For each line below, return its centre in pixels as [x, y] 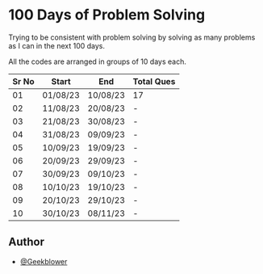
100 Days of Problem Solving [107, 15]
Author [26, 242]
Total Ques [154, 81]
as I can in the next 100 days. [57, 45]
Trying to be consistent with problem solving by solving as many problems [132, 37]
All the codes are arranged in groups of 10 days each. [98, 61]
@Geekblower [44, 261]
